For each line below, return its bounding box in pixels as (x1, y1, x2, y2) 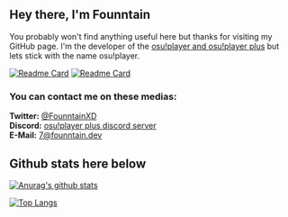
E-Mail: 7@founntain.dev (9, 130, 103, 140)
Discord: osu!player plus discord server (9, 121, 157, 131)
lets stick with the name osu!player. (9, 50, 140, 61)
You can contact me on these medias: (9, 90, 177, 103)
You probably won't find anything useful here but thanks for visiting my (9, 31, 273, 41)
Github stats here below (9, 156, 147, 171)
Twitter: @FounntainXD (9, 111, 97, 122)
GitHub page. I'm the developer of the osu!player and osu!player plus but (9, 41, 280, 51)
